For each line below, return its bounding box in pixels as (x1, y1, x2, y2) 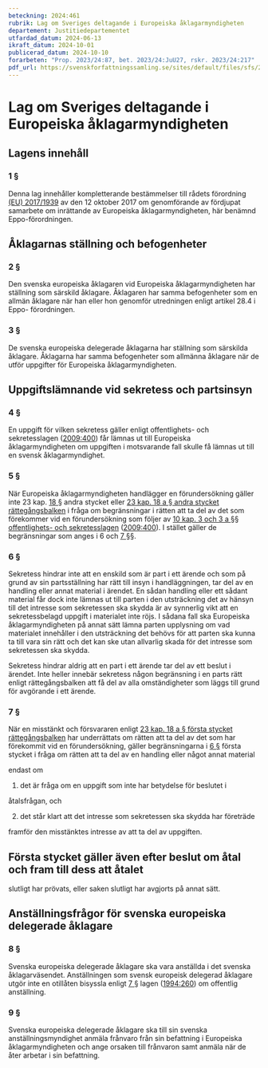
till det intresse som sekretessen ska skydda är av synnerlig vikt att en (8, 603, 239, 612)
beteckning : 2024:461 (8, 11, 81, 20)
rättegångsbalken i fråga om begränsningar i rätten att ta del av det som (8, 505, 245, 515)
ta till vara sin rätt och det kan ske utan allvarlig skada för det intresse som (8, 636, 253, 647)
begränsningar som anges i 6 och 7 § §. (8, 531, 137, 540)
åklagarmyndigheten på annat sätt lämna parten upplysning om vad (8, 619, 231, 629)
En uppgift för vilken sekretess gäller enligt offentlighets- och (8, 425, 210, 435)
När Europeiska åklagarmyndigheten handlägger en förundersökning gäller (8, 489, 254, 498)
